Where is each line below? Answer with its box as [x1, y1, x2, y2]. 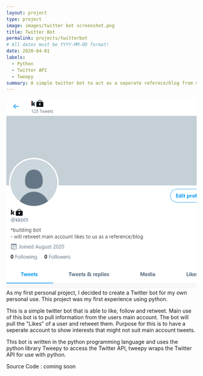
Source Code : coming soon [6, 363, 76, 370]
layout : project [6, 10, 47, 16]
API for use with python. [6, 351, 66, 358]
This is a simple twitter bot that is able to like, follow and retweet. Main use [6, 307, 192, 314]
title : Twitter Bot [6, 29, 56, 35]
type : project [6, 16, 42, 22]
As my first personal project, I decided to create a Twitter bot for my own [6, 289, 187, 296]
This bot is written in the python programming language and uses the [6, 339, 178, 346]
